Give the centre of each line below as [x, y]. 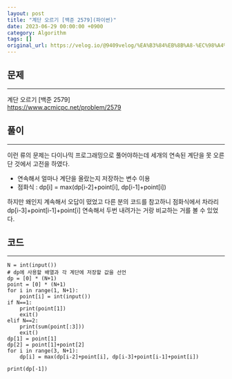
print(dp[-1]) [28, 369]
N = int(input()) [32, 265]
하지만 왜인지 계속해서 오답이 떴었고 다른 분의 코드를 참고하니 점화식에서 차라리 [113, 201]
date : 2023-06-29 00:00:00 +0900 [55, 26]
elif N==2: [23, 321]
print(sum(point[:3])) [52, 327]
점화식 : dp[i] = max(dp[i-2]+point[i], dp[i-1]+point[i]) [92, 187]
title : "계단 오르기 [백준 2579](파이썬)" [62, 20]
